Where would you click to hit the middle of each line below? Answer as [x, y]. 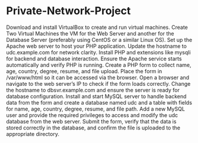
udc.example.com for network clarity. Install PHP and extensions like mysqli [98, 52]
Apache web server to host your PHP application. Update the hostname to [96, 46]
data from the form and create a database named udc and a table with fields [99, 102]
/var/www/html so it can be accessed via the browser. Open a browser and [98, 77]
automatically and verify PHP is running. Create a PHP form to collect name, [99, 65]
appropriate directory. [33, 134]
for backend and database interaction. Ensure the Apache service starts [94, 58]
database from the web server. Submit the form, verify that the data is [91, 121]
